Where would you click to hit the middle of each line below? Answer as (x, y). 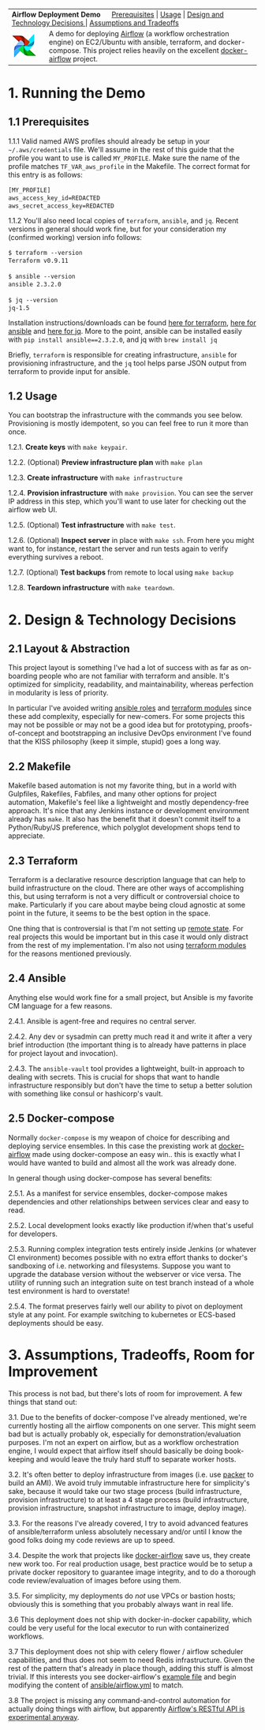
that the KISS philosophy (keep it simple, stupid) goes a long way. (114, 742)
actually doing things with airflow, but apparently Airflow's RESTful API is (127, 1709)
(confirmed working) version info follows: (75, 237)
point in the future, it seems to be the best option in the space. (109, 913)
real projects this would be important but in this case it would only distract (128, 937)
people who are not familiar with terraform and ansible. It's (134, 676)
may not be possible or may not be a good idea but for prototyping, (117, 725)
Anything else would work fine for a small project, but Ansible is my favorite (131, 997)
